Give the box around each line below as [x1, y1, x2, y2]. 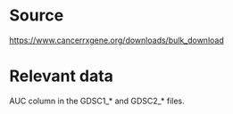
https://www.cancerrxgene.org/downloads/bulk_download [9, 35, 225, 45]
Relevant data [9, 66, 114, 86]
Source [9, 5, 64, 26]
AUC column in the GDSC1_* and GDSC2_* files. [9, 95, 185, 106]
